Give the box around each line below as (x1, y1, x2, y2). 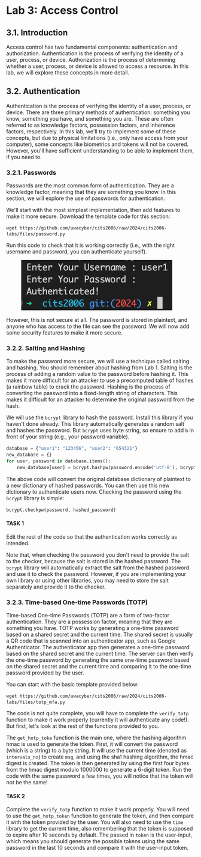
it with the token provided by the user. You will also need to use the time (6, 819, 184, 826)
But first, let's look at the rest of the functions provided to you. (6, 722, 160, 730)
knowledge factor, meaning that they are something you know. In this (6, 189, 176, 196)
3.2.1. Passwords (6, 168, 57, 177)
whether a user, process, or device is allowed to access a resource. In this (6, 62, 189, 70)
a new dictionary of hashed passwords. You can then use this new (6, 482, 170, 489)
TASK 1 (6, 520, 24, 527)
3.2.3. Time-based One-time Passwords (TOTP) (6, 598, 148, 607)
